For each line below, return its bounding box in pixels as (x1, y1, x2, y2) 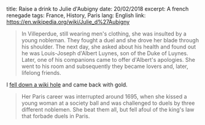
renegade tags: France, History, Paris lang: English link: (6, 12, 146, 19)
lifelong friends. (21, 69, 61, 76)
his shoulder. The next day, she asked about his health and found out (21, 43, 196, 50)
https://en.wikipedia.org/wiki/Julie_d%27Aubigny (6, 18, 130, 25)
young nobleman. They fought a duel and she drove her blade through (21, 37, 199, 44)
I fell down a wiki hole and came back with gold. (6, 81, 128, 88)
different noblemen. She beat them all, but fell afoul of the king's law (21, 106, 195, 113)
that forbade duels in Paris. (21, 113, 90, 119)
